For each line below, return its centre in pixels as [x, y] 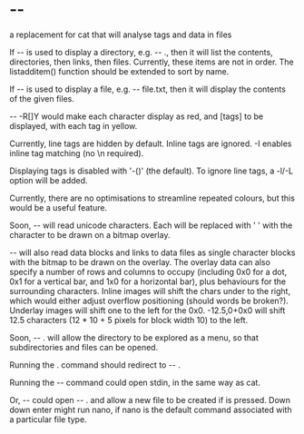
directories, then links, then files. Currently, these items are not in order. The [152, 62]
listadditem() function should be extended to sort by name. [119, 71]
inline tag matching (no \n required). [77, 153]
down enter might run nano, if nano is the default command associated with [151, 409]
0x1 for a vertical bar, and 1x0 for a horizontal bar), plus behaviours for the [148, 281]
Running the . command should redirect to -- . [95, 365]
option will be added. [49, 180]
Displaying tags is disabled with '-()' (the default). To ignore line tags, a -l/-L [152, 171]
